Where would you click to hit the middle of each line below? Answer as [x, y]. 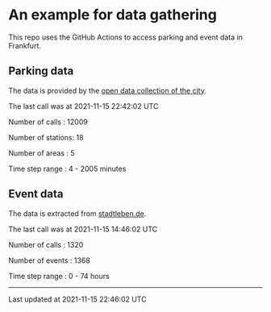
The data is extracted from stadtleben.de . [77, 213]
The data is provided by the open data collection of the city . [108, 90]
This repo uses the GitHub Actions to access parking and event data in [126, 37]
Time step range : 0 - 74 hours [59, 276]
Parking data [41, 71]
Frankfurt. [25, 45]
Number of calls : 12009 [48, 122]
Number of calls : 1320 [46, 244]
